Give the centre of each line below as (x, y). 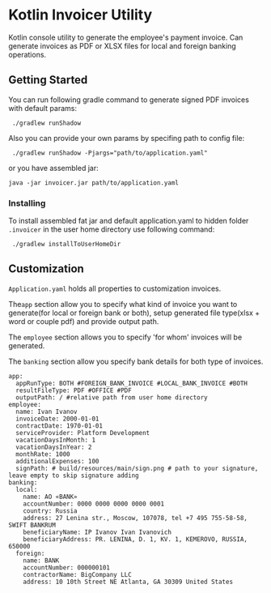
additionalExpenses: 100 (57, 461)
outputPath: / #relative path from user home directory (112, 397)
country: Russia (51, 511)
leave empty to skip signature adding (74, 476)
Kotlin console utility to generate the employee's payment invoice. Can (126, 37)
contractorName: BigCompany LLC (77, 574)
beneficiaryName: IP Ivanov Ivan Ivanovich (97, 532)
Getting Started (48, 80)
